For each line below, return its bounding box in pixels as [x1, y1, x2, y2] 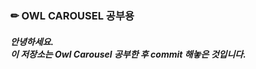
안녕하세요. [10, 35, 55, 47]
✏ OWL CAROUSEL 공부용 [10, 8, 135, 22]
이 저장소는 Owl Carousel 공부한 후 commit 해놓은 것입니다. [10, 48, 247, 60]
